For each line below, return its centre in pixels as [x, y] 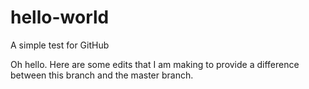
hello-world [60, 17]
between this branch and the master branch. [102, 75]
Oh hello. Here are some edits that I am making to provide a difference [155, 64]
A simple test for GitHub [60, 45]
